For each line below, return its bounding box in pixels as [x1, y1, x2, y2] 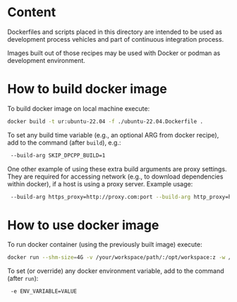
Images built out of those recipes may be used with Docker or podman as [7, 49, 221, 57]
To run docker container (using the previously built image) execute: [7, 241, 202, 249]
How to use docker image [7, 217, 159, 233]
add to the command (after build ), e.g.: [7, 138, 121, 147]
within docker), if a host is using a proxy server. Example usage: [7, 179, 193, 188]
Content [7, 4, 56, 20]
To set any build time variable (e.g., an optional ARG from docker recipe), [7, 131, 219, 139]
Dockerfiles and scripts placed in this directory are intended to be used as [7, 28, 222, 36]
